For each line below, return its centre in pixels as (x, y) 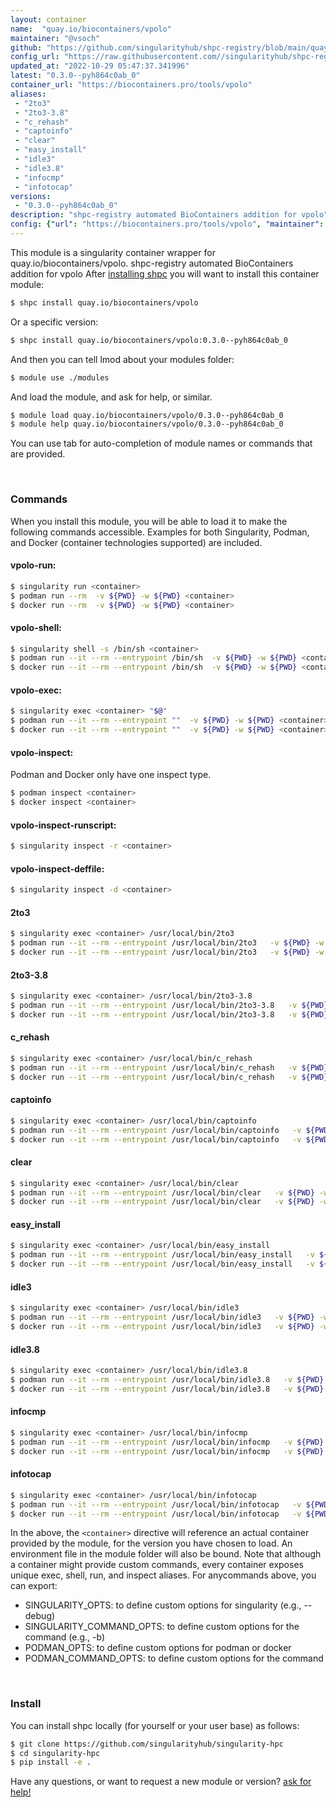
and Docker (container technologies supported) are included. (136, 542)
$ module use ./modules (60, 377)
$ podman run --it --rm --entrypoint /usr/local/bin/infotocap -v (156, 1504)
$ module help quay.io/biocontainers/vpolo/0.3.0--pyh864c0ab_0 (147, 424)
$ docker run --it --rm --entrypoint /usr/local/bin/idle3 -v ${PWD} (162, 1327)
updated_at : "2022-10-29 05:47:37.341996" (100, 66)
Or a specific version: (54, 322)
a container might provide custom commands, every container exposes (157, 1565)
